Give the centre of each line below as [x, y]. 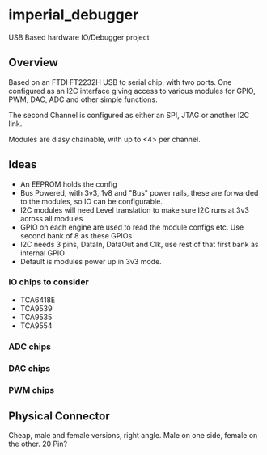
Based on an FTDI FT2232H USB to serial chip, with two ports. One [120, 82]
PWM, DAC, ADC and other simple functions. [83, 99]
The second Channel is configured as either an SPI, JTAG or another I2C [129, 115]
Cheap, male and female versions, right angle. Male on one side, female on [133, 436]
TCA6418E [38, 300]
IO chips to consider [49, 282]
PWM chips [32, 390]
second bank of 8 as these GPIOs [76, 235]
